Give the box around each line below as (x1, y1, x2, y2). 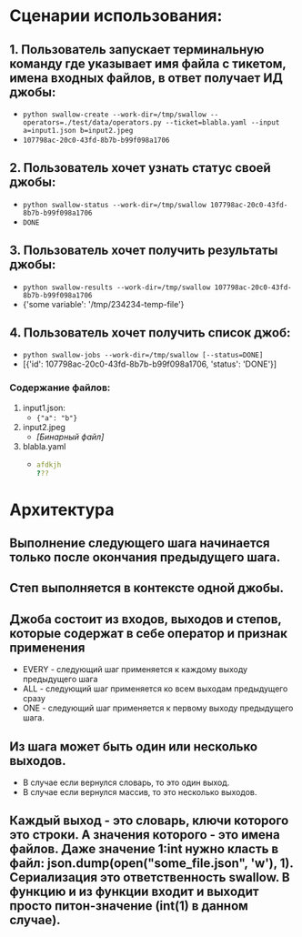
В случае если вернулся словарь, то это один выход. (22, 777, 230, 788)
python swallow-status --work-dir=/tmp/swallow (22, 200, 206, 209)
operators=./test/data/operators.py (22, 118, 162, 127)
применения (9, 640, 86, 655)
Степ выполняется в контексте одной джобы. (9, 580, 285, 596)
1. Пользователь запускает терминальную (9, 42, 265, 57)
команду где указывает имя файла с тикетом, (9, 55, 287, 71)
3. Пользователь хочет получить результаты (9, 243, 278, 258)
